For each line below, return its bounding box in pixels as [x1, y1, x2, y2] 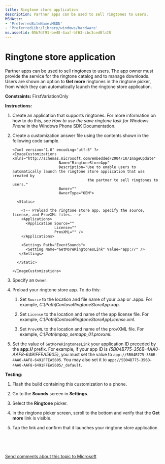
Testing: [5, 371, 23, 377]
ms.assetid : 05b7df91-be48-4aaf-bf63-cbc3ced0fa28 [5, 30, 111, 35]
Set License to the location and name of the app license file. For [19, 311, 149, 317]
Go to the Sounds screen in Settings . [12, 390, 89, 396]
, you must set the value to [58, 351, 112, 357]
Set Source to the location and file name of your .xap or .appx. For [19, 296, 153, 302]
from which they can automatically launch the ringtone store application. [5, 84, 152, 90]
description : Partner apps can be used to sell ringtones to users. [5, 12, 149, 17]
